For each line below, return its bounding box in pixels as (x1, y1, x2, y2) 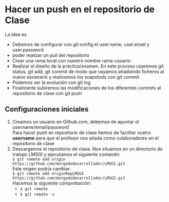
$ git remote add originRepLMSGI (12, 171, 84, 176)
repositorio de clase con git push (12, 90, 82, 96)
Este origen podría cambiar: (12, 165, 71, 172)
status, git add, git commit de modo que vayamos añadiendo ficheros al (12, 68, 164, 75)
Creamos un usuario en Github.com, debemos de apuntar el (12, 119, 139, 125)
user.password (12, 47, 44, 53)
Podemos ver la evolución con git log (12, 79, 91, 85)
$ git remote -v (20, 192, 55, 197)
